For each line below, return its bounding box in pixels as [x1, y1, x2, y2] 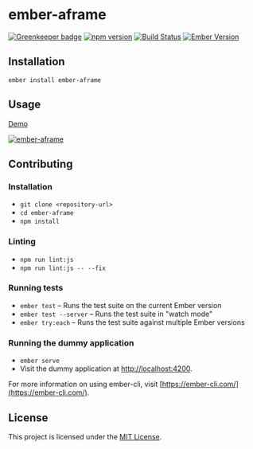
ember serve [19, 357, 60, 365]
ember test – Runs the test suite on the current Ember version [19, 300, 222, 310]
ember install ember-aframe [8, 76, 102, 84]
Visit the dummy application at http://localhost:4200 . [19, 364, 193, 373]
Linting [8, 236, 36, 248]
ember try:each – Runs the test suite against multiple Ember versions [19, 317, 245, 327]
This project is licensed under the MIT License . [8, 431, 162, 441]
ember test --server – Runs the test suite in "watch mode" [19, 309, 213, 318]
